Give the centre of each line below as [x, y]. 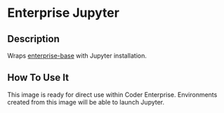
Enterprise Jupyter [63, 13]
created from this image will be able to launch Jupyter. [86, 102]
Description [33, 39]
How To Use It [38, 78]
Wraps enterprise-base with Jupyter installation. [77, 55]
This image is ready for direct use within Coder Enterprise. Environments [112, 94]
